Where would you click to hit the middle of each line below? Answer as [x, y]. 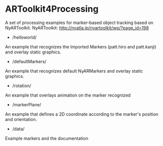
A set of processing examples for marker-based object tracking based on [79, 23]
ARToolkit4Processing [52, 9]
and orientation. [21, 119]
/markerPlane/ [27, 104]
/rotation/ [22, 85]
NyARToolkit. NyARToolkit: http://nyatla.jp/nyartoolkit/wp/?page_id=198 [77, 27]
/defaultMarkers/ [29, 61]
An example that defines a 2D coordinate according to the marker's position [82, 114]
